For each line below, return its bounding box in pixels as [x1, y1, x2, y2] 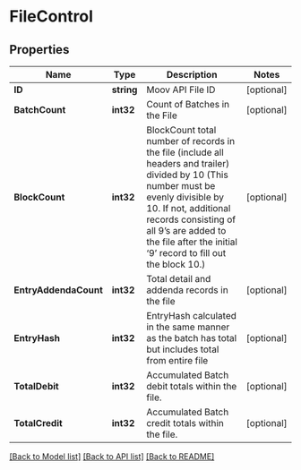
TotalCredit [13, 417, 63, 429]
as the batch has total [146, 332, 237, 344]
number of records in [146, 135, 236, 147]
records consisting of [146, 213, 236, 226]
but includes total [146, 343, 219, 355]
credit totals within [146, 417, 224, 429]
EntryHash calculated [146, 310, 237, 321]
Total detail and [146, 273, 211, 285]
